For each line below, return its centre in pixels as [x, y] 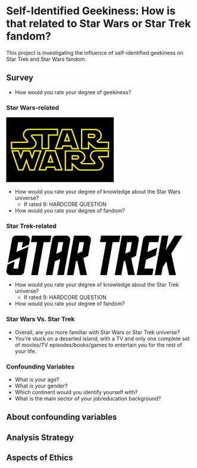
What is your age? [37, 379]
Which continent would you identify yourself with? [76, 392]
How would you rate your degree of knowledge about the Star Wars [98, 192]
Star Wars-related [33, 107]
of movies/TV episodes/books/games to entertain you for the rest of [98, 345]
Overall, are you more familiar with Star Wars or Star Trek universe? [97, 332]
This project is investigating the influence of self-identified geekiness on [95, 52]
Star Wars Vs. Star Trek [40, 319]
